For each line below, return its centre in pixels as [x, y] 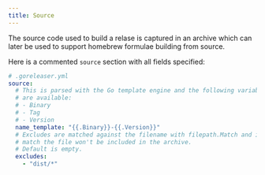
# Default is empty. [49, 149]
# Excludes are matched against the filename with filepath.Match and [134, 135]
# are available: [44, 98]
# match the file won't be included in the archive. [104, 142]
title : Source [32, 15]
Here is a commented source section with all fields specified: [106, 61]
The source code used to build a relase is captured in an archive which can [130, 38]
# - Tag [28, 113]
